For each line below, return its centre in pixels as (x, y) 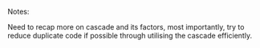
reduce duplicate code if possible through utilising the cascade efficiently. (130, 36)
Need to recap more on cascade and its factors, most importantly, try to (126, 27)
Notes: (18, 12)
